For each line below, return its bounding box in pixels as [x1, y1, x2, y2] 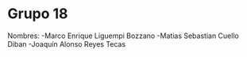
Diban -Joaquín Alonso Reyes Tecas [7, 39, 126, 48]
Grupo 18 [7, 5, 68, 23]
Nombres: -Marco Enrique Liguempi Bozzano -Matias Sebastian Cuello [7, 31, 239, 40]
